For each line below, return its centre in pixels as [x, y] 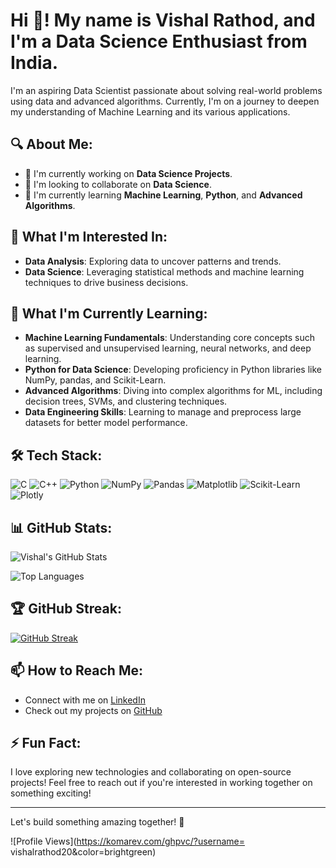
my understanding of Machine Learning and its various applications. [150, 111]
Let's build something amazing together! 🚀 [97, 822]
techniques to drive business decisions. [106, 282]
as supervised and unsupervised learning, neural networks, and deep [168, 348]
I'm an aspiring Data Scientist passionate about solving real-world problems [166, 90]
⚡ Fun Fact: [46, 743]
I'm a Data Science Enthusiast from [159, 41]
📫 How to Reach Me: [76, 670]
